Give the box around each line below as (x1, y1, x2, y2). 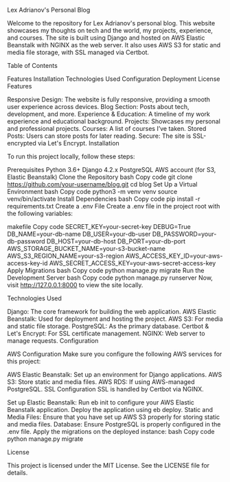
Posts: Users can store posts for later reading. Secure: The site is (7, 132, 192, 140)
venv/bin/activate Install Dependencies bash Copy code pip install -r (7, 195, 200, 203)
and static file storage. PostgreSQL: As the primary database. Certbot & (7, 322, 209, 330)
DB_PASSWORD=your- (152, 230, 217, 238)
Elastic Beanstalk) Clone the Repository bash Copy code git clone (7, 173, 193, 181)
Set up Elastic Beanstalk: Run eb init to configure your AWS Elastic (7, 398, 194, 407)
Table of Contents (7, 62, 58, 69)
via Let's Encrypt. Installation (37, 139, 120, 147)
